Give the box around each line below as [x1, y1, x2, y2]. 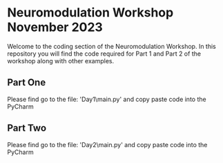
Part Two [7, 122, 47, 134]
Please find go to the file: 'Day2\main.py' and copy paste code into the [7, 140, 208, 149]
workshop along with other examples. [7, 56, 115, 65]
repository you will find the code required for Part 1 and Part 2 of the [7, 50, 202, 58]
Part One [7, 77, 46, 89]
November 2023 [7, 19, 104, 35]
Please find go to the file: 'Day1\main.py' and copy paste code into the [7, 95, 206, 103]
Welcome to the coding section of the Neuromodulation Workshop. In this [7, 42, 216, 50]
